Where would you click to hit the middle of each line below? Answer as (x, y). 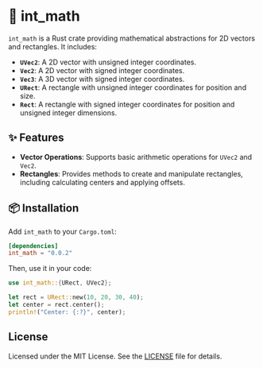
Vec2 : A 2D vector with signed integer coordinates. (102, 70)
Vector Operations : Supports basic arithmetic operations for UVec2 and (136, 157)
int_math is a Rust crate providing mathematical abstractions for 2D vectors (132, 38)
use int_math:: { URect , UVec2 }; (60, 283)
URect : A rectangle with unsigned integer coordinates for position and (133, 87)
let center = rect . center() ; (56, 305)
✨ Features (36, 138)
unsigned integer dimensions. (68, 112)
